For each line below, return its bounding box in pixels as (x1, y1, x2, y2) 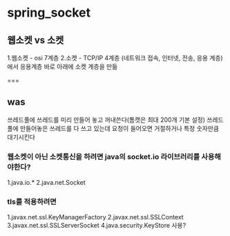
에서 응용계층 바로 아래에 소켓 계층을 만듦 (7, 62, 118, 71)
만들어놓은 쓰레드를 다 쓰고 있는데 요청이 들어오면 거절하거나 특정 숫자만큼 (19, 124, 220, 132)
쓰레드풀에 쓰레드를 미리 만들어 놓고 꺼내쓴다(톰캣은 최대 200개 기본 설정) (7, 116, 206, 124)
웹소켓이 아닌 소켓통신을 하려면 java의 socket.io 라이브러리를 (7, 152, 200, 161)
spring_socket (7, 5, 91, 21)
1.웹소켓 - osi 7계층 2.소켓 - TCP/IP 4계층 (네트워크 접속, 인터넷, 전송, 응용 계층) (7, 54, 223, 62)
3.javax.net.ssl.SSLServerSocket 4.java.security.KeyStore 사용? (7, 221, 186, 230)
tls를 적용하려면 (7, 197, 57, 207)
